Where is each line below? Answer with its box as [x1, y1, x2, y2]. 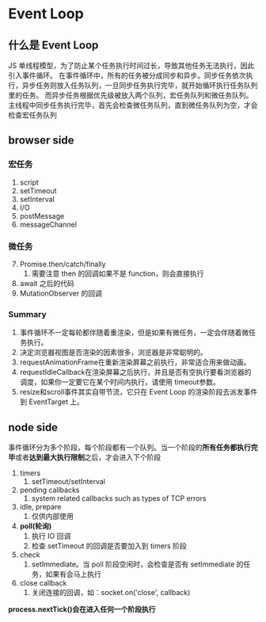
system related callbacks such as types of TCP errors [31, 494, 207, 503]
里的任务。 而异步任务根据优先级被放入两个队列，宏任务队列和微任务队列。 [8, 90, 253, 100]
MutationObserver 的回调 [19, 288, 103, 298]
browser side [8, 134, 74, 147]
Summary [8, 308, 47, 319]
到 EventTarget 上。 [19, 397, 85, 406]
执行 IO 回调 [31, 532, 71, 541]
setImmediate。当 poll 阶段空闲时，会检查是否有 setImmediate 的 [31, 559, 244, 569]
